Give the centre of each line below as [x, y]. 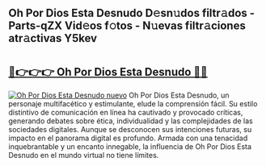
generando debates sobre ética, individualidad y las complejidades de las [131, 121]
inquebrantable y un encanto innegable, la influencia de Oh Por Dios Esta [130, 147]
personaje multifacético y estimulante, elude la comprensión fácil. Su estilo [133, 104]
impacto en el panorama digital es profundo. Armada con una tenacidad [128, 138]
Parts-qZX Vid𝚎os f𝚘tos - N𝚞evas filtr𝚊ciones [127, 26]
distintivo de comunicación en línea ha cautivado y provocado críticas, [126, 112]
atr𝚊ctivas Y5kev [53, 38]
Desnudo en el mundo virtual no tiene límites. [84, 155]
